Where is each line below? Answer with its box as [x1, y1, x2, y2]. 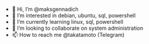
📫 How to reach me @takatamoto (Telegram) [11, 32, 125, 38]
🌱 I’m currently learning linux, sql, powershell [11, 18, 124, 25]
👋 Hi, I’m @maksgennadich [11, 6, 79, 12]
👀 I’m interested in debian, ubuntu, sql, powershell [11, 12, 136, 19]
